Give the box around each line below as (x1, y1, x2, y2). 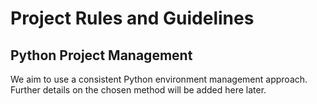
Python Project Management (10, 47, 193, 64)
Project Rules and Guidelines (10, 7, 255, 30)
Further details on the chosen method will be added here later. (10, 84, 267, 96)
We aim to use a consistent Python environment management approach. (10, 73, 308, 85)
